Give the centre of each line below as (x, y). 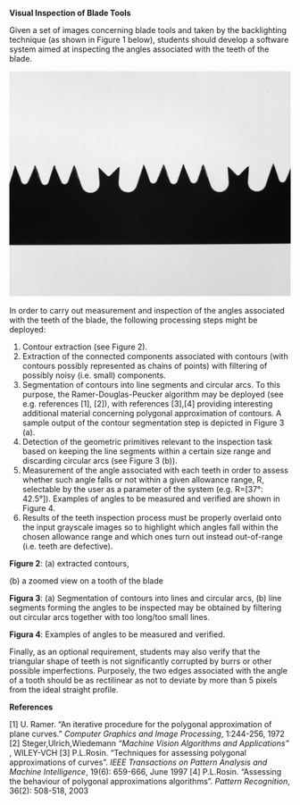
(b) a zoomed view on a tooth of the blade (86, 581)
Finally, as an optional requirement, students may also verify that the (135, 652)
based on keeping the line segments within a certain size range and (146, 451)
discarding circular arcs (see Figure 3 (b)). (100, 461)
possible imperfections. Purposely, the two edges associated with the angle (149, 671)
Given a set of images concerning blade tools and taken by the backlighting (148, 30)
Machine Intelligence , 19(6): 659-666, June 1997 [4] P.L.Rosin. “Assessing (146, 772)
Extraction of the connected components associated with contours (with (155, 356)
